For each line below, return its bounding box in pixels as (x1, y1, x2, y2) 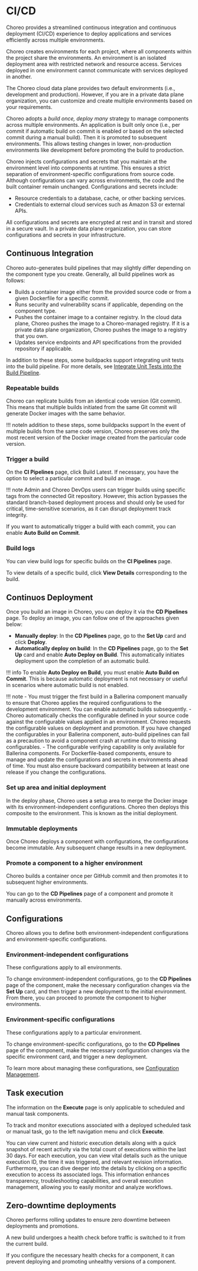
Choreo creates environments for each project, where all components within (6, 47, 192, 55)
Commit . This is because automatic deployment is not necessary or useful (6, 675, 188, 682)
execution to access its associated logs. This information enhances (6, 1171, 170, 1178)
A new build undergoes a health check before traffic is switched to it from (6, 1234, 186, 1241)
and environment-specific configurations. (6, 935, 108, 943)
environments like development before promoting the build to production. (6, 146, 184, 154)
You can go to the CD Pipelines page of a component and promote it (6, 890, 173, 898)
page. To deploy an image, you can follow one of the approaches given (6, 615, 179, 622)
